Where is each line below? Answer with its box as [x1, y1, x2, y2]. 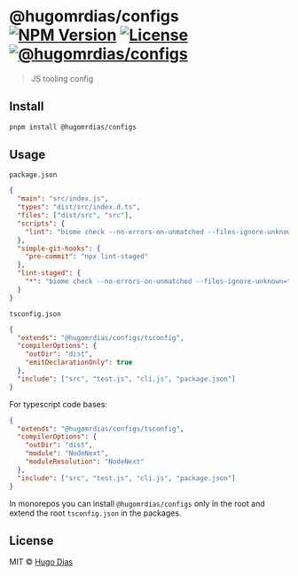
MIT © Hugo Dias [9, 556, 74, 567]
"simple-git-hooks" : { [17, 244, 101, 253]
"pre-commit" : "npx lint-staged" [25, 252, 149, 261]
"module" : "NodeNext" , [25, 449, 109, 458]
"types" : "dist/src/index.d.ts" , [17, 202, 141, 212]
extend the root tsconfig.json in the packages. [9, 508, 182, 518]
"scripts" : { [17, 219, 66, 228]
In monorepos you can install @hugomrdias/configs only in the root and [9, 498, 265, 509]
